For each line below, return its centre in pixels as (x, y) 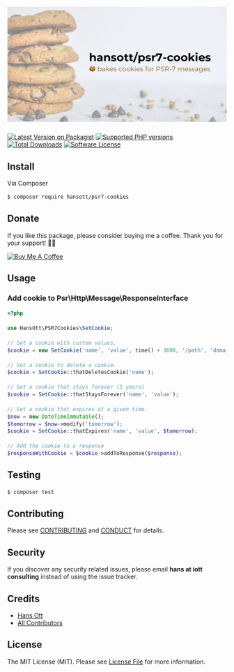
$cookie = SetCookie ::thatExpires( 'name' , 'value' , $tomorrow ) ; (102, 431)
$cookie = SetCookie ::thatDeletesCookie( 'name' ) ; (81, 373)
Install (21, 166)
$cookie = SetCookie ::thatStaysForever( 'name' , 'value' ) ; (93, 395)
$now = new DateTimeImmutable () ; (56, 417)
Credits (24, 598)
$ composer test (31, 492)
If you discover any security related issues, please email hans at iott (105, 569)
